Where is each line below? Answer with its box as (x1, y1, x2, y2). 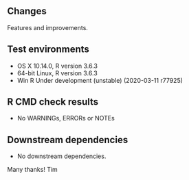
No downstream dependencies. (16, 152, 107, 160)
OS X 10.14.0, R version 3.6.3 (16, 62, 98, 70)
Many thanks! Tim (7, 166, 58, 174)
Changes (7, 5, 47, 17)
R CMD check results (7, 96, 99, 108)
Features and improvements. (7, 23, 88, 31)
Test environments (7, 44, 89, 55)
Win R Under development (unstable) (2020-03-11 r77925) (16, 76, 184, 84)
